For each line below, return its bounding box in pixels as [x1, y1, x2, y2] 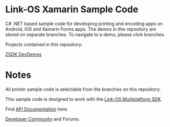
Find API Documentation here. [5, 106, 68, 112]
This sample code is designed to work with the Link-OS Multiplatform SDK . [5, 96, 162, 102]
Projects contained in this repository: [5, 41, 83, 47]
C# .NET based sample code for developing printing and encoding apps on [5, 20, 163, 27]
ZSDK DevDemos [5, 51, 42, 57]
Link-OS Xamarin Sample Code [5, 4, 139, 15]
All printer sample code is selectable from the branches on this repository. [5, 86, 161, 92]
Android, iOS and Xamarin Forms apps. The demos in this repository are [5, 26, 157, 32]
